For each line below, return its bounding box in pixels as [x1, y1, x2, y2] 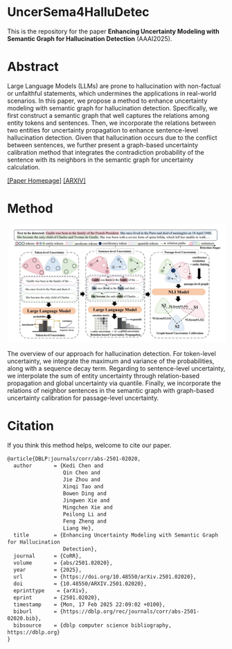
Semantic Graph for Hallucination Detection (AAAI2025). [7, 34, 172, 42]
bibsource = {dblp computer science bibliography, [13, 622, 172, 629]
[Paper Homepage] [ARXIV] [7, 176, 87, 185]
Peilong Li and [62, 511, 107, 518]
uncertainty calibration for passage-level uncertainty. [7, 394, 159, 402]
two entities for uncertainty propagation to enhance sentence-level [7, 126, 199, 134]
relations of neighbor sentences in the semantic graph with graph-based [7, 386, 215, 394]
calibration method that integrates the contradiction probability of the [7, 148, 204, 156]
